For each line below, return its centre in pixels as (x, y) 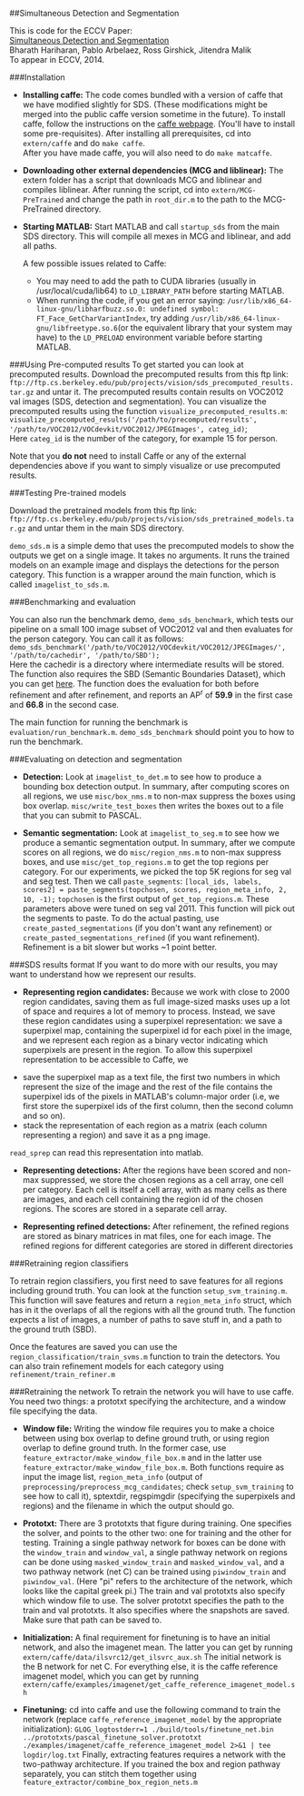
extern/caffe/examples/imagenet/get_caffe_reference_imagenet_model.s (159, 1684)
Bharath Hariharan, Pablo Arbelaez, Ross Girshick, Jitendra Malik (131, 50)
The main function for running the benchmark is (99, 722)
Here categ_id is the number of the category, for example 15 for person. (144, 438)
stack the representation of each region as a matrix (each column (145, 1125)
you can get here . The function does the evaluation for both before (134, 684)
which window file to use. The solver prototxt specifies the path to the (153, 1600)
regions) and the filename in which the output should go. (128, 1505)
